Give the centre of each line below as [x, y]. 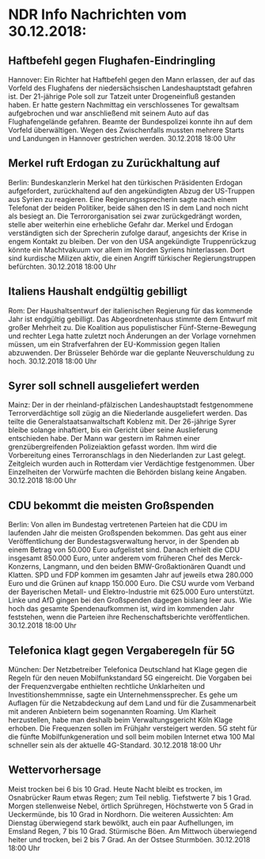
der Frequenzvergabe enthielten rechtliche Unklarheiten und [107, 686]
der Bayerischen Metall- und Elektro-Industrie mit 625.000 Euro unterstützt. [131, 592]
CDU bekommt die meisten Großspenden [111, 506]
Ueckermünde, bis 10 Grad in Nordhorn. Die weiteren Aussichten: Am [121, 814]
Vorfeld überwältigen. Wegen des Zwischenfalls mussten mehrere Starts [126, 130]
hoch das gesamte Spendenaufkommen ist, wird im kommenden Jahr [121, 609]
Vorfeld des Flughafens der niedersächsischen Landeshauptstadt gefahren [131, 88]
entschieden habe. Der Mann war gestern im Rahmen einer [104, 439]
